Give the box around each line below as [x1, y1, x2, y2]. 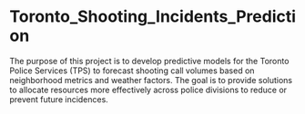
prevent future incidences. [9, 93, 109, 105]
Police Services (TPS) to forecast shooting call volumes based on [9, 65, 255, 76]
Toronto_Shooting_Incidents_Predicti [9, 6, 297, 27]
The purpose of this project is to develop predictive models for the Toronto [9, 55, 290, 66]
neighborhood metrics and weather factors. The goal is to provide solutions [9, 74, 293, 85]
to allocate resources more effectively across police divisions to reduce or [9, 84, 288, 95]
